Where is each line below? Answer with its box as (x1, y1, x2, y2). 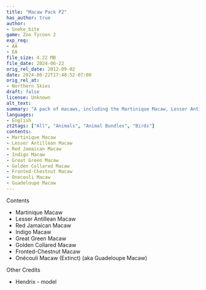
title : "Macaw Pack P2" (6, 9, 67, 15)
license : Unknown (6, 94, 51, 101)
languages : (6, 112, 34, 118)
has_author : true (6, 15, 51, 21)
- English (6, 117, 32, 123)
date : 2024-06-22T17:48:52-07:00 (6, 72, 92, 78)
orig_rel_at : (6, 77, 40, 83)
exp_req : (6, 37, 29, 44)
